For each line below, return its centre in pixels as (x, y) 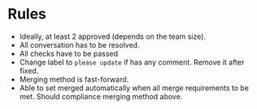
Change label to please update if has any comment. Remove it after (132, 62)
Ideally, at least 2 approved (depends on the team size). (113, 36)
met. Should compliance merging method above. (101, 96)
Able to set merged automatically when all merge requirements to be (134, 88)
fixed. (29, 70)
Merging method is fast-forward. (74, 79)
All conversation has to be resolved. (79, 44)
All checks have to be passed (69, 53)
